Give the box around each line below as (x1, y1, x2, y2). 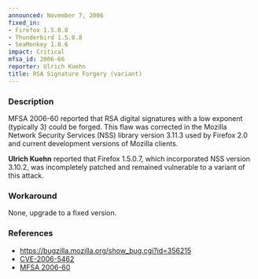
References (8, 228, 53, 239)
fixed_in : (8, 19, 41, 27)
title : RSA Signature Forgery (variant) (8, 70, 143, 78)
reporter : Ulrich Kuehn (8, 63, 87, 71)
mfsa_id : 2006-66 (8, 56, 65, 64)
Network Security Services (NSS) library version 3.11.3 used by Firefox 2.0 (8, 130, 248, 140)
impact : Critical (8, 48, 65, 56)
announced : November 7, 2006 (8, 11, 104, 20)
